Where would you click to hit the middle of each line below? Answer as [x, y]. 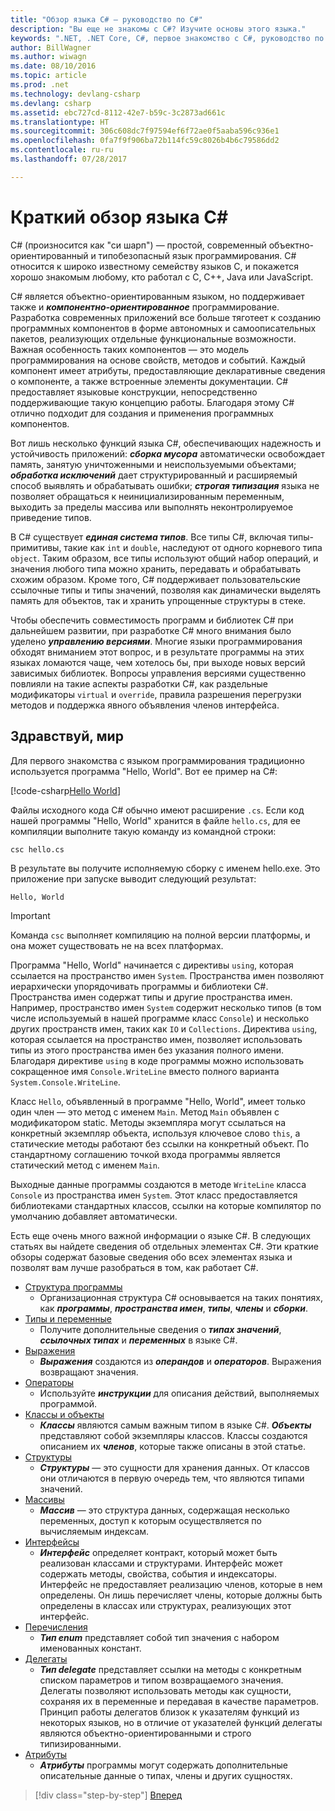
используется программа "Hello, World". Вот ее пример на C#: [144, 771]
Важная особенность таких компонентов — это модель [130, 349]
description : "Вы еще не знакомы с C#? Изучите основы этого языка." [158, 29]
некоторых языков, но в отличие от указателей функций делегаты [181, 1722]
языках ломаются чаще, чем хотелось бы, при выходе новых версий [158, 662]
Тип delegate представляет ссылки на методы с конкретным [170, 1669]
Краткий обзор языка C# [119, 217]
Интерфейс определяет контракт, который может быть [158, 1552]
